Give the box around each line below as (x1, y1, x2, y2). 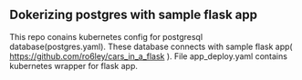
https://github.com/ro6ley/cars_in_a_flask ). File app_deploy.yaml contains (9, 50, 287, 62)
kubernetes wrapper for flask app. (9, 60, 139, 71)
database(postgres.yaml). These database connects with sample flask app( (9, 41, 294, 52)
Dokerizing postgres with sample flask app (9, 7, 258, 23)
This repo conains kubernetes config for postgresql (9, 31, 203, 42)
